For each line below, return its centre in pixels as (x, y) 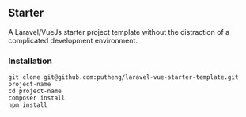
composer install (37, 98)
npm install (28, 105)
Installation (30, 61)
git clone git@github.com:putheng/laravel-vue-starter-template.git (123, 77)
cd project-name (35, 91)
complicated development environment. (73, 40)
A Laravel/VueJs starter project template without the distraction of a (119, 32)
